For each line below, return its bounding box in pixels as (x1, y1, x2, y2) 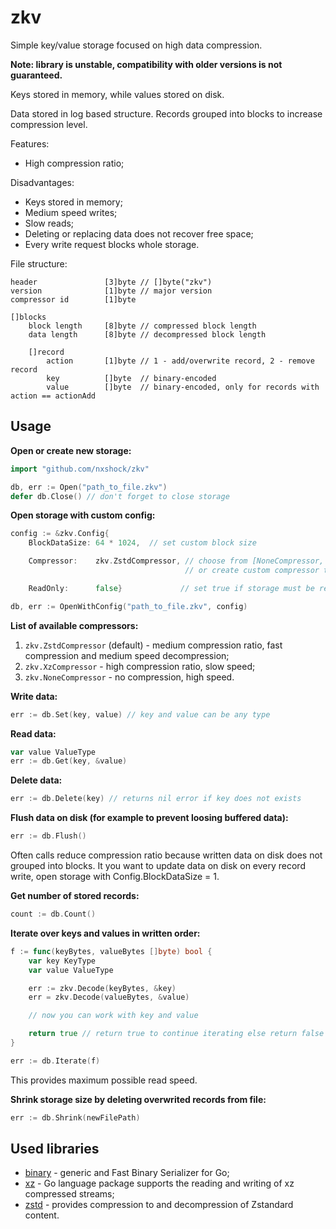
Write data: (10, 690, 58, 702)
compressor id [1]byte (10, 294, 137, 305)
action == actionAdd (10, 391, 97, 401)
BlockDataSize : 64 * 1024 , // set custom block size (28, 538, 257, 548)
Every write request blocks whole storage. (24, 238, 200, 250)
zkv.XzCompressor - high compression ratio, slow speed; (24, 660, 256, 672)
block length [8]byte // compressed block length (28, 321, 257, 331)
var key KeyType (28, 956, 97, 966)
